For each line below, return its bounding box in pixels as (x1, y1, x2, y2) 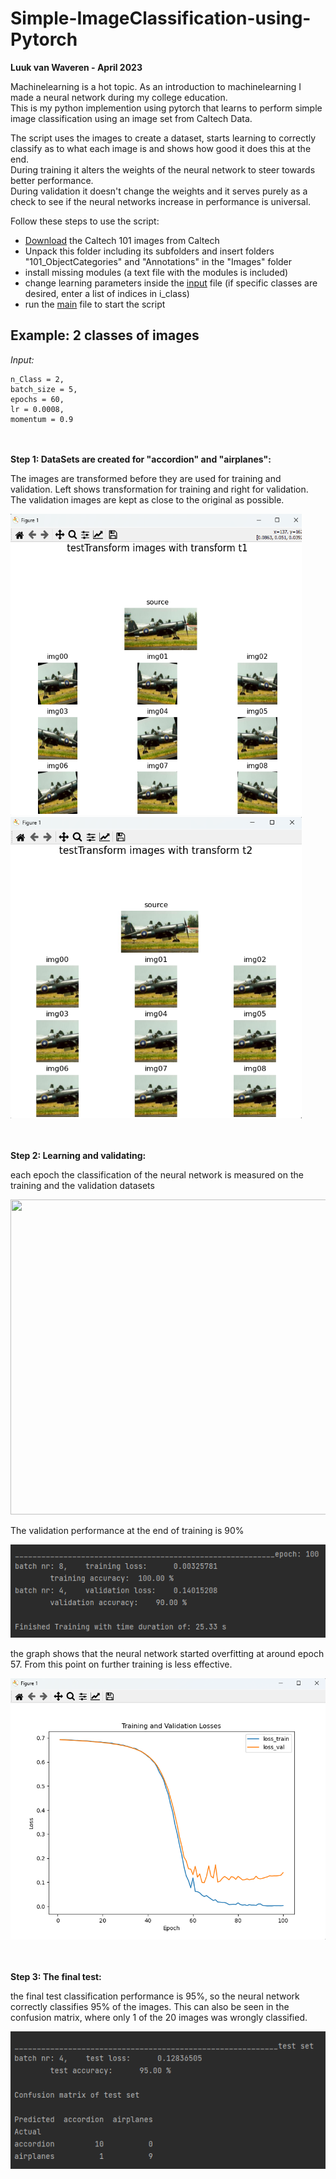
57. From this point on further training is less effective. (10, 1658, 233, 1670)
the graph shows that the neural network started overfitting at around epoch (10, 1647, 325, 1659)
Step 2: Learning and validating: (10, 1149, 147, 1161)
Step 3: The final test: (10, 1970, 102, 1982)
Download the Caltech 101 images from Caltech (24, 234, 220, 246)
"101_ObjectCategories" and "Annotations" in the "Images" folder (24, 255, 293, 267)
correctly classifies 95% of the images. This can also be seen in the (10, 2000, 290, 2012)
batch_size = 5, (10, 384, 78, 394)
